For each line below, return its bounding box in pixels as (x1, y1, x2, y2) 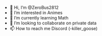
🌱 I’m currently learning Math (9, 15, 69, 20)
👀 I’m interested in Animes (9, 10, 63, 16)
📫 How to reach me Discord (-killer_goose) (9, 26, 98, 31)
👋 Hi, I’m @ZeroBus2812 (9, 5, 59, 10)
